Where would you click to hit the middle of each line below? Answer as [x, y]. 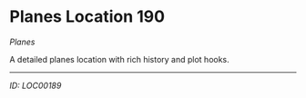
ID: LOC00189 [36, 85]
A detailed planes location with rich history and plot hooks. [119, 59]
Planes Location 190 [87, 17]
